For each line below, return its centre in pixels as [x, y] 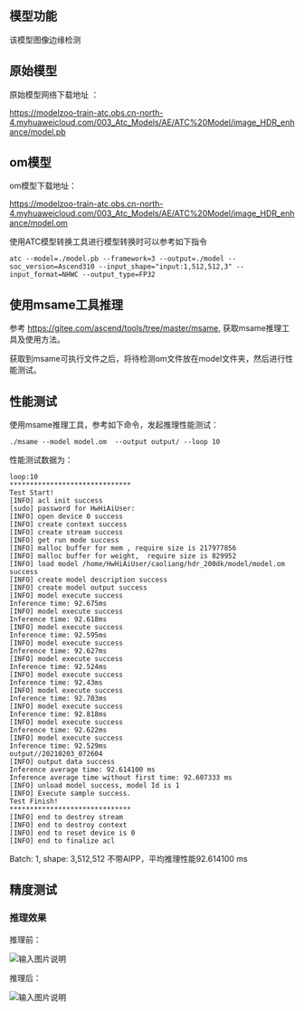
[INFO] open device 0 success [66, 517]
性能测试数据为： [41, 460]
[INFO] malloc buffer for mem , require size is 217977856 [123, 548]
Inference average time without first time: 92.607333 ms [121, 778]
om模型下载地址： [43, 186]
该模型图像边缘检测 [45, 40]
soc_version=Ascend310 [52, 267]
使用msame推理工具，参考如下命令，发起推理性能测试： [114, 425]
